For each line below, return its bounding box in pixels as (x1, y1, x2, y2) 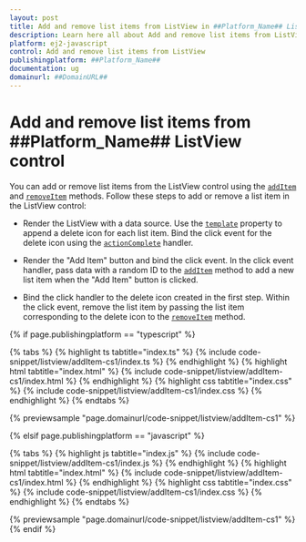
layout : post (9, 13, 59, 23)
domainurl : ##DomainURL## (9, 73, 107, 82)
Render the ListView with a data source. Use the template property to (22, 218, 282, 229)
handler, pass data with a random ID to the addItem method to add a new (22, 264, 294, 275)
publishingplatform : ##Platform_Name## (9, 56, 161, 65)
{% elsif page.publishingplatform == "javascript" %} (9, 430, 205, 441)
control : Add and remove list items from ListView (9, 47, 206, 56)
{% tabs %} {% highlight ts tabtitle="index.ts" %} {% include (9, 346, 237, 357)
